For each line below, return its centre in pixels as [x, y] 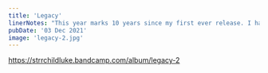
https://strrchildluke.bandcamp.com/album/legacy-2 [94, 60]
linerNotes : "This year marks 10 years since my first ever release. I [130, 23]
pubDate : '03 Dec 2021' [48, 30]
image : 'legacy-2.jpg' [46, 38]
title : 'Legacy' [35, 15]
